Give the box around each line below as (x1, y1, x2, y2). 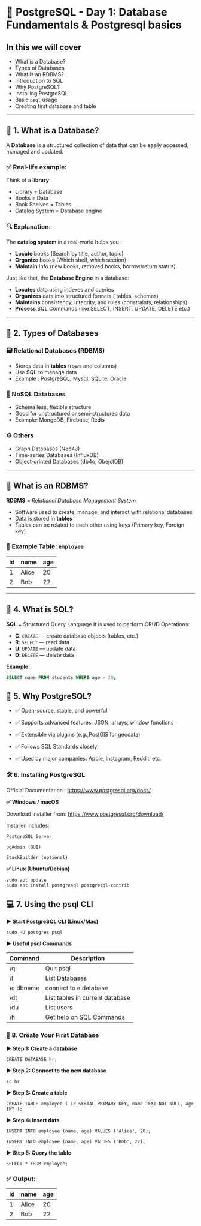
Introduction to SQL (14, 77, 63, 84)
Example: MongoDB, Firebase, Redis (14, 416, 105, 423)
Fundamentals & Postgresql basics (6, 18, 182, 32)
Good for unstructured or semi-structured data (14, 410, 130, 417)
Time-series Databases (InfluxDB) (14, 451, 99, 458)
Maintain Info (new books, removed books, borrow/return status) (14, 263, 176, 270)
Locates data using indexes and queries (14, 286, 114, 293)
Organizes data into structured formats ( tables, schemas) (14, 292, 159, 299)
